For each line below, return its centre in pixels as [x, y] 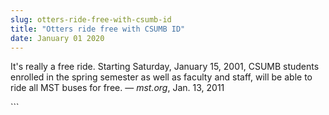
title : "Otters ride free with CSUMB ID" [98, 29]
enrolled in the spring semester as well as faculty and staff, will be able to [161, 77]
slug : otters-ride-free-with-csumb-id [91, 19]
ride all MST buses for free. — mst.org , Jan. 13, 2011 [117, 88]
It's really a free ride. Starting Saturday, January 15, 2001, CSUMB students [165, 67]
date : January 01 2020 [57, 38]
